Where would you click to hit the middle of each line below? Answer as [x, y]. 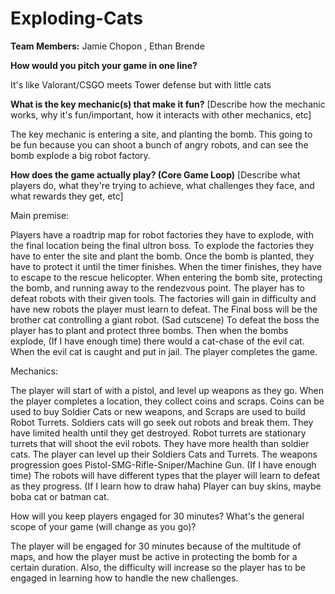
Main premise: [40, 215]
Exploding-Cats [76, 18]
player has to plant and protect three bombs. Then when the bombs [149, 330]
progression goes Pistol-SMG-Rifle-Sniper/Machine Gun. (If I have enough [163, 464]
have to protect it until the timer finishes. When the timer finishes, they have [166, 266]
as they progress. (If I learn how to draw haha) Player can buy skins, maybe [166, 486]
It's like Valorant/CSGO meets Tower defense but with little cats [141, 84]
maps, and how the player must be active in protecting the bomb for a [154, 556]
